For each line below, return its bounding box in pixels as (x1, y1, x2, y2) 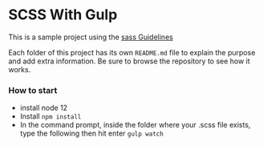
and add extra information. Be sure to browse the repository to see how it (8, 56, 250, 66)
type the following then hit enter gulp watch (19, 128, 164, 138)
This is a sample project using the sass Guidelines (8, 32, 174, 42)
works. (8, 64, 31, 74)
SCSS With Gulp (8, 6, 118, 24)
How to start (8, 84, 58, 95)
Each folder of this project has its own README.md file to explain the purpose (8, 47, 256, 57)
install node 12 (19, 103, 68, 113)
